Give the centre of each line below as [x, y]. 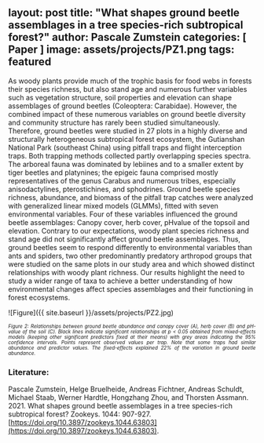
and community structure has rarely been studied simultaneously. [114, 122]
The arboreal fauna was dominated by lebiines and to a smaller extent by [126, 164]
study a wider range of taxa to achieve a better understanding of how [121, 281]
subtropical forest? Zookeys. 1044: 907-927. [80, 414]
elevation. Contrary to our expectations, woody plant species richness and [128, 231]
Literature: [29, 372]
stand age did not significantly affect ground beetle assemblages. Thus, [125, 239]
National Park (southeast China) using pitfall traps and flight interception [125, 147]
